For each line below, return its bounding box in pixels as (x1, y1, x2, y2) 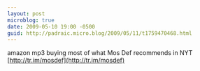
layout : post (7, 10, 45, 17)
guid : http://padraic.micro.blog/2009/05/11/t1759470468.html (7, 29, 192, 37)
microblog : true (7, 17, 55, 24)
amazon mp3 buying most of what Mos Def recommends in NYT (7, 49, 193, 57)
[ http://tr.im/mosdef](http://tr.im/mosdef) (7, 56, 125, 65)
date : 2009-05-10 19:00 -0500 (7, 23, 96, 30)
